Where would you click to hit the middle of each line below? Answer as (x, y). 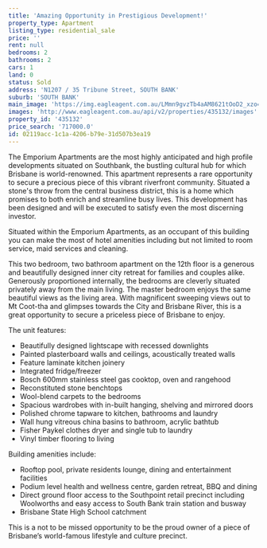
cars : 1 (21, 68)
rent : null (26, 45)
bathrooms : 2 (30, 61)
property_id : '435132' (46, 119)
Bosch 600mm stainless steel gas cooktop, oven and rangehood (125, 379)
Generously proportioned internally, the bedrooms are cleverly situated (124, 280)
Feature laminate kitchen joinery (72, 362)
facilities (33, 478)
